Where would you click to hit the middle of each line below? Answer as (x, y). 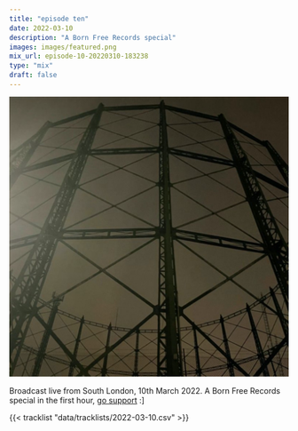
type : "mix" (31, 66)
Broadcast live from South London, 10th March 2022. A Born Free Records (145, 390)
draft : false (33, 76)
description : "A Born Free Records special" (93, 37)
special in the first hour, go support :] (77, 400)
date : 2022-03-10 (41, 28)
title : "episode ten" (49, 19)
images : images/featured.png (63, 47)
